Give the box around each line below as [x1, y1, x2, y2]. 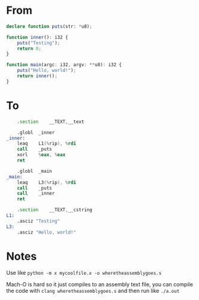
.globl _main [17, 168, 52, 174]
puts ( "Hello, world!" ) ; [17, 67, 77, 74]
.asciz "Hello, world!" [17, 229, 77, 235]
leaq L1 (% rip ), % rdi [17, 140, 77, 147]
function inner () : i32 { [6, 34, 68, 40]
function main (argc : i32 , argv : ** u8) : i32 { [6, 62, 122, 68]
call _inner [17, 190, 55, 197]
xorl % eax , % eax [17, 152, 66, 158]
